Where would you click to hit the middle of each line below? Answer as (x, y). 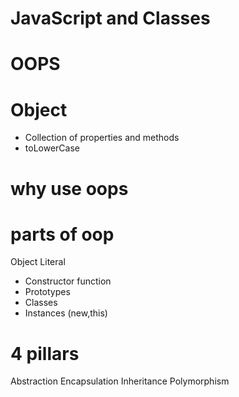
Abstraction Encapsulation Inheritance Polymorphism (120, 381)
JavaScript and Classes (110, 18)
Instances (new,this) (66, 313)
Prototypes (47, 292)
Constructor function (68, 281)
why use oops (69, 188)
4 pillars (45, 353)
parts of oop (62, 234)
